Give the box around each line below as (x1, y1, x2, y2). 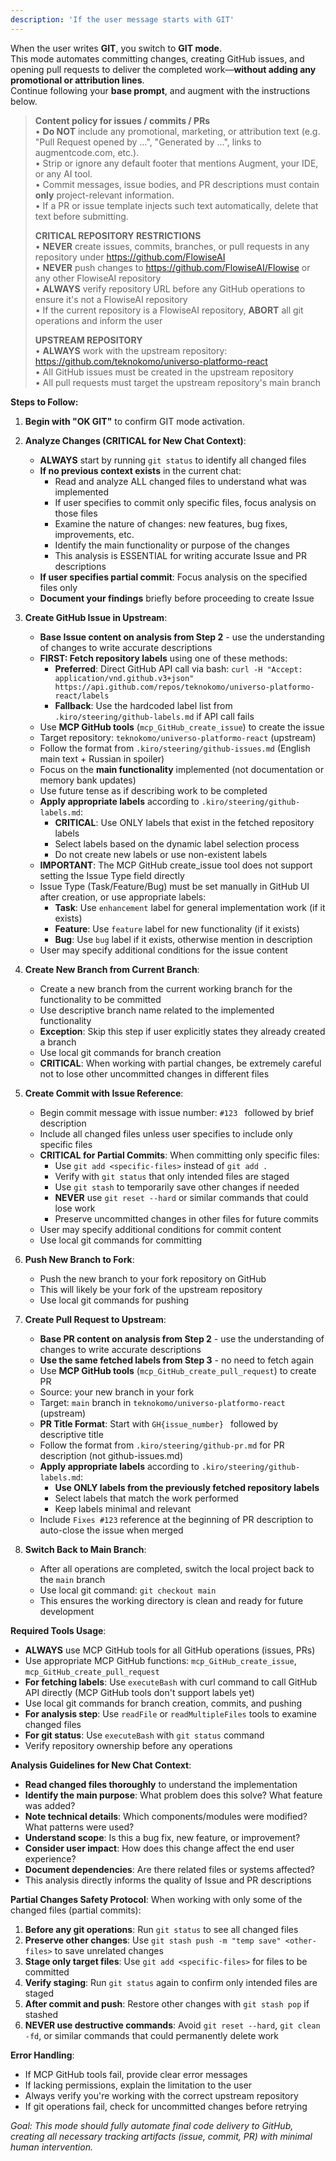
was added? (24, 1799, 76, 1811)
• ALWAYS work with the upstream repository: (34, 344, 228, 356)
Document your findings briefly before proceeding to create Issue (39, 592, 315, 604)
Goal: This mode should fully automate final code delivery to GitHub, (10, 2119, 294, 2131)
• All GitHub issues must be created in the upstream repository (34, 366, 294, 378)
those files (54, 507, 98, 519)
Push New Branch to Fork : (24, 1253, 135, 1265)
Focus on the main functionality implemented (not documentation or (39, 763, 325, 775)
